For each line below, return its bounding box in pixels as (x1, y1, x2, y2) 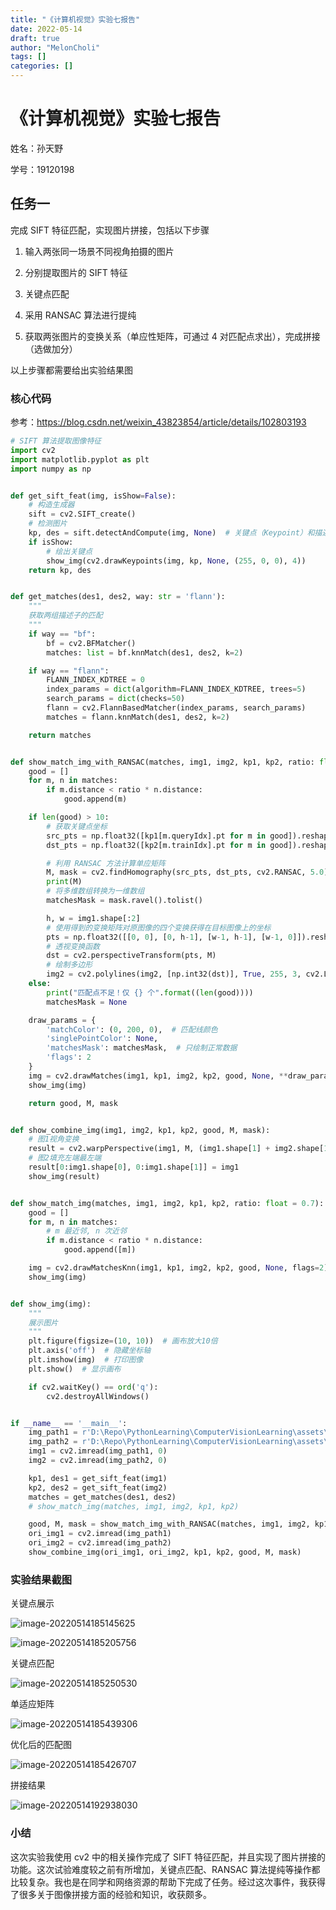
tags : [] (10, 52, 47, 62)
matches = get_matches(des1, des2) (28, 1492, 177, 1502)
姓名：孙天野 (10, 142, 63, 154)
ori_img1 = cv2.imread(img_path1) (28, 1529, 172, 1539)
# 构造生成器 (28, 500, 75, 510)
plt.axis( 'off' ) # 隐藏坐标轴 (28, 1346, 152, 1356)
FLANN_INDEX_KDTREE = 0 (46, 675, 145, 685)
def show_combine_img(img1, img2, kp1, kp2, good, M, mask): (10, 1125, 271, 1135)
